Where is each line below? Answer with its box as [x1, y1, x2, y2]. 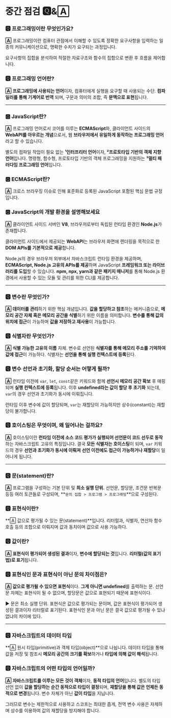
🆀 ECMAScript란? [5, 176, 50, 182]
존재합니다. [5, 227, 27, 233]
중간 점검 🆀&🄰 [5, 6, 70, 17]
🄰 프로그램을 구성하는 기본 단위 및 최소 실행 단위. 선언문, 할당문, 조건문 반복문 [5, 485, 162, 491]
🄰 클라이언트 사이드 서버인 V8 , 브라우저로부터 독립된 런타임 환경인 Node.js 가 [5, 221, 162, 227]
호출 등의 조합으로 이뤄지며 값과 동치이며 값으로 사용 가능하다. [5, 524, 128, 530]
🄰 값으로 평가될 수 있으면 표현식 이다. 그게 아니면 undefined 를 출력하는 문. [5, 584, 154, 590]
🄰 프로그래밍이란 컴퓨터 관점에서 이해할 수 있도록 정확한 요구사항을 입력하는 [5, 38, 158, 44]
